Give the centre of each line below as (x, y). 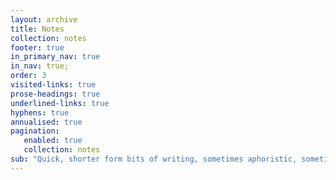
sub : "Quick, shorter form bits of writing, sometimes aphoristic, (154, 159)
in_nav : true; (40, 66)
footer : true (37, 47)
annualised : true (46, 122)
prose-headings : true (55, 94)
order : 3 (28, 76)
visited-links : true (53, 85)
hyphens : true (40, 112)
